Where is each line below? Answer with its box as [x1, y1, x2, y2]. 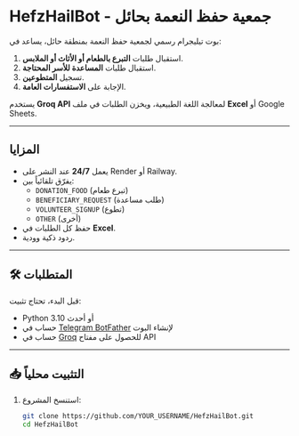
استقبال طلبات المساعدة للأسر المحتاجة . [21, 62, 157, 73]
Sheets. [9, 108, 37, 118]
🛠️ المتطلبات [9, 267, 73, 282]
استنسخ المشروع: [21, 394, 82, 406]
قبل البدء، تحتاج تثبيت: [9, 295, 82, 306]
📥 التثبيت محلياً [9, 367, 85, 382]
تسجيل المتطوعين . [21, 71, 85, 82]
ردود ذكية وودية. [21, 231, 76, 242]
